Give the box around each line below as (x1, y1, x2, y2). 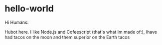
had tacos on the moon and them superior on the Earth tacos (4, 34, 130, 40)
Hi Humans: (4, 19, 29, 25)
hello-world (4, 3, 54, 14)
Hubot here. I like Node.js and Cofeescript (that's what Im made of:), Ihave (4, 29, 158, 35)
